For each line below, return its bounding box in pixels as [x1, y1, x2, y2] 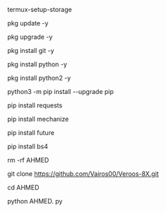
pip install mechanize [7, 115, 69, 123]
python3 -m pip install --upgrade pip [7, 88, 114, 95]
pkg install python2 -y [7, 73, 71, 82]
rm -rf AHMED [7, 156, 49, 164]
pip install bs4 [7, 142, 48, 151]
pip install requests [7, 101, 63, 110]
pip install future [7, 129, 55, 136]
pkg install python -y [7, 60, 67, 69]
